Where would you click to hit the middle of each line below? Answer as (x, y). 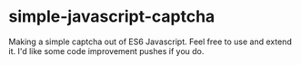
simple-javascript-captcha (112, 17)
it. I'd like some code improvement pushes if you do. (106, 51)
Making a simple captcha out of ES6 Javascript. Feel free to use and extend (150, 42)
